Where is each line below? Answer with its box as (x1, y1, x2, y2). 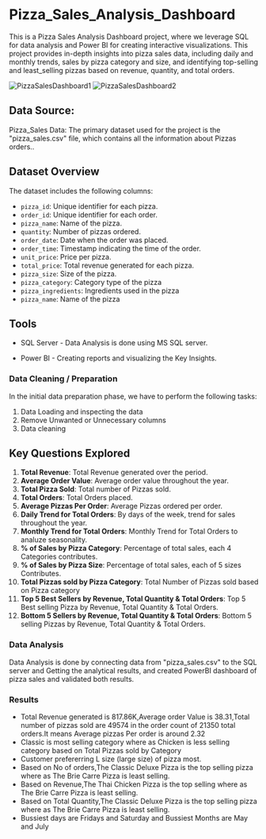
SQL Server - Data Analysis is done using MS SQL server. (20, 338, 208, 348)
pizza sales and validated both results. (9, 674, 135, 683)
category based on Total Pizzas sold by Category (20, 746, 181, 756)
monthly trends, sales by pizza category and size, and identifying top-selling (9, 57, 259, 67)
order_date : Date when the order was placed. (20, 235, 169, 244)
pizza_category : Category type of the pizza (20, 277, 162, 287)
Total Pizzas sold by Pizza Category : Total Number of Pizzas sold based (20, 577, 259, 587)
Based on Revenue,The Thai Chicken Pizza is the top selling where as (20, 779, 248, 789)
